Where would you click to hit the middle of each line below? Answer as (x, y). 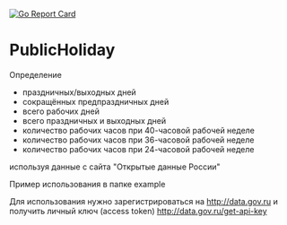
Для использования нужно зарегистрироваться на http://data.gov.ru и (143, 201)
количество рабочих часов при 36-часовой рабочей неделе (138, 140)
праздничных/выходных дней (79, 92)
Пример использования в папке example (87, 184)
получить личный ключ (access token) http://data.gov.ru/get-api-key (138, 211)
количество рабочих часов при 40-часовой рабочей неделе (139, 130)
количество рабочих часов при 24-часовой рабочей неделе (138, 149)
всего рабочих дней (61, 111)
